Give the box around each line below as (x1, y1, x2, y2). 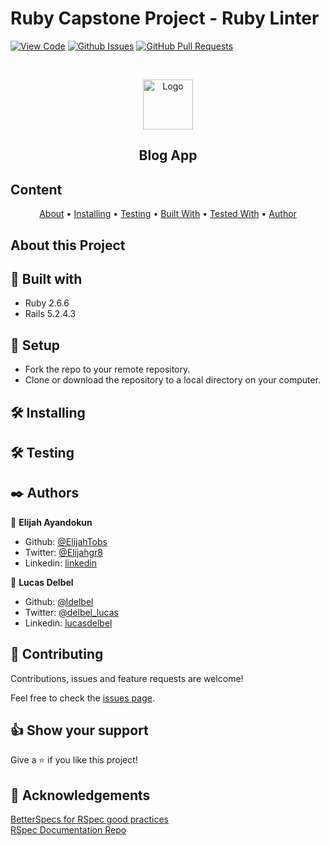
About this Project (10, 237, 126, 254)
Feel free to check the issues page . (10, 692, 155, 704)
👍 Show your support (10, 722, 149, 739)
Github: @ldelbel (24, 595, 94, 607)
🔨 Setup (10, 337, 61, 354)
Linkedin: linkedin (24, 557, 97, 569)
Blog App (138, 147, 198, 164)
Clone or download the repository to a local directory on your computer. (24, 374, 322, 386)
